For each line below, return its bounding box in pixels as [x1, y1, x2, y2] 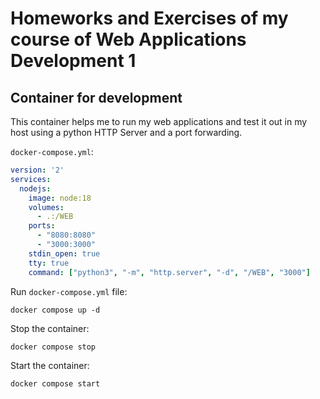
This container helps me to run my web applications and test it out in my [10, 116, 308, 127]
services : [10, 174, 52, 184]
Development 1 [10, 50, 137, 72]
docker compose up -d [10, 305, 101, 315]
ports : [28, 221, 56, 231]
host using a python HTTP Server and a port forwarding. [10, 127, 243, 138]
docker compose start [10, 378, 101, 389]
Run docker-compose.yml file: [10, 285, 128, 297]
